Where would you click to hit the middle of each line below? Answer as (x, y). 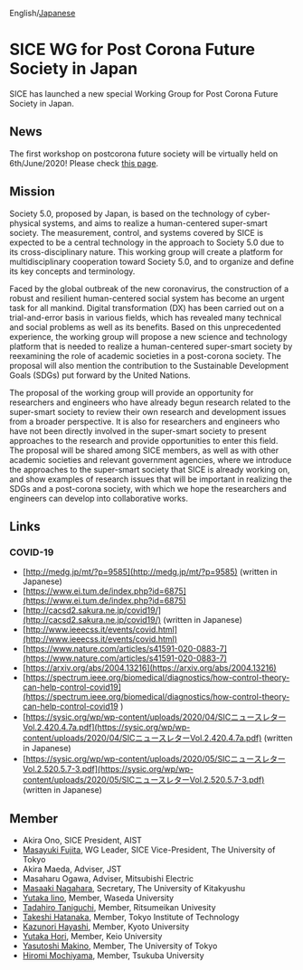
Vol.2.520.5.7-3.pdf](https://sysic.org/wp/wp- (108, 769)
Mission (33, 192)
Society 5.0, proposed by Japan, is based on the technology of (127, 213)
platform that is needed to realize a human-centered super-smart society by (151, 346)
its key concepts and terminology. (72, 271)
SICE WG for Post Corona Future (133, 50)
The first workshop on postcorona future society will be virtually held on (144, 154)
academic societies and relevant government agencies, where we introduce (151, 459)
